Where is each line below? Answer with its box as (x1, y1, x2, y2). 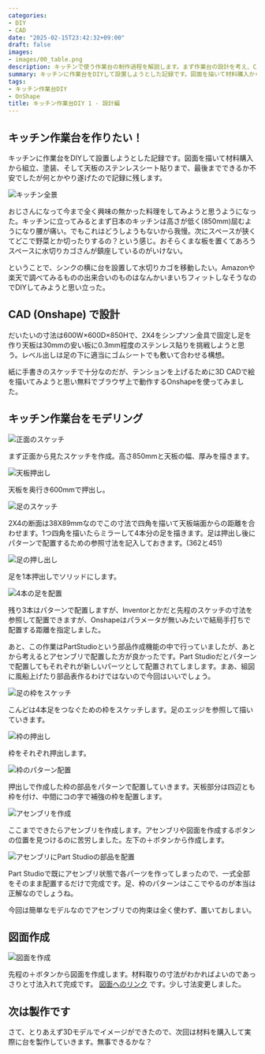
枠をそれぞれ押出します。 (8, 748, 91, 758)
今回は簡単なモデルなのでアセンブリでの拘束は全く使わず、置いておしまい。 (8, 905, 256, 914)
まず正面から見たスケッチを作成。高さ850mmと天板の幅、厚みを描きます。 (8, 451, 254, 460)
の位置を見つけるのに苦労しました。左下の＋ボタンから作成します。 (8, 835, 229, 845)
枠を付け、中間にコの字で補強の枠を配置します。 (8, 791, 166, 801)
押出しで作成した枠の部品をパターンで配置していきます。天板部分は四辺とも (8, 782, 256, 791)
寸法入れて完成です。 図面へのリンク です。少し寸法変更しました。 (28, 980, 246, 989)
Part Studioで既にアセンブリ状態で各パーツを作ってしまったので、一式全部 (8, 868, 251, 878)
